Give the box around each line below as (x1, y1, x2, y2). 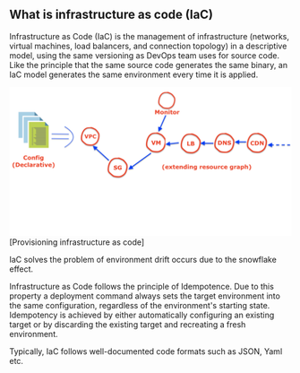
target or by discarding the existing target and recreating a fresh (9, 318, 246, 330)
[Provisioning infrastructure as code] (9, 237, 145, 247)
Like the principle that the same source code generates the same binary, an (9, 59, 288, 70)
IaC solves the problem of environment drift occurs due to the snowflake (9, 254, 278, 265)
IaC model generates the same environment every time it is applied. (9, 69, 259, 80)
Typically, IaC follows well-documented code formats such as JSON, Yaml (9, 345, 283, 357)
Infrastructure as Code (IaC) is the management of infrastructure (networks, (9, 30, 289, 41)
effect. (9, 264, 34, 274)
